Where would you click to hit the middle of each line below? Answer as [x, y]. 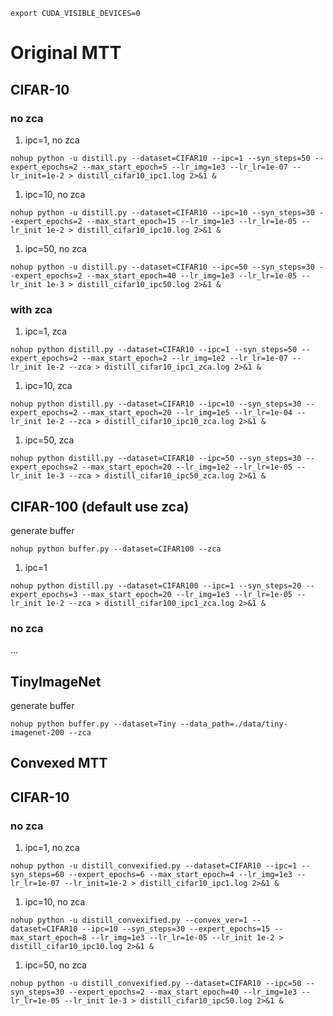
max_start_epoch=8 [48, 938]
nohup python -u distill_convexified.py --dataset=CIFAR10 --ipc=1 [154, 866]
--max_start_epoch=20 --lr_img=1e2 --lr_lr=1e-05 [187, 467]
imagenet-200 [37, 733]
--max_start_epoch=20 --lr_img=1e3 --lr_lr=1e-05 [187, 594]
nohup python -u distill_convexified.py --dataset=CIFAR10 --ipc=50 [156, 984]
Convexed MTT [59, 763]
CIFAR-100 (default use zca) [100, 506]
